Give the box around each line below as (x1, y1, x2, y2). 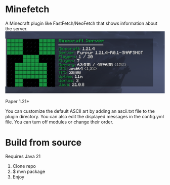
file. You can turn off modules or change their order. (5, 119, 114, 125)
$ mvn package (12, 168, 46, 175)
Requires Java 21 (5, 153, 41, 160)
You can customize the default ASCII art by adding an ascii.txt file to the (5, 108, 155, 114)
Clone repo (12, 163, 36, 169)
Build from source (5, 136, 82, 148)
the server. (5, 25, 28, 31)
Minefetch (5, 4, 50, 15)
